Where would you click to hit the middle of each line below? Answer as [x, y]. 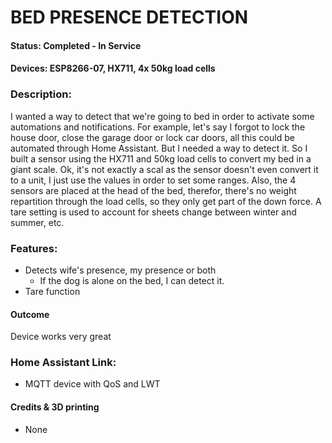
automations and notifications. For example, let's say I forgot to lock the [158, 127]
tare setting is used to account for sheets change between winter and [153, 212]
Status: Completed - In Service [76, 45]
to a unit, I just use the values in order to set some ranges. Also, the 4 [153, 180]
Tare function [52, 291]
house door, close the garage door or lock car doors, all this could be [152, 137]
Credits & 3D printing [55, 407]
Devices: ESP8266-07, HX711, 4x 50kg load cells [113, 68]
